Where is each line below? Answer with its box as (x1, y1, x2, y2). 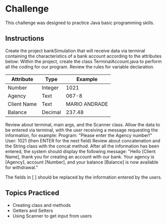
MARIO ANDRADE (65, 100, 108, 107)
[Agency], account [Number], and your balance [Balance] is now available (5, 159, 158, 165)
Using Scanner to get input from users (12, 212, 92, 219)
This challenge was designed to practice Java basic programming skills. (5, 20, 154, 26)
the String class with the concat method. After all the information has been (5, 143, 159, 149)
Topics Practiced (5, 189, 59, 197)
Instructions (5, 34, 44, 43)
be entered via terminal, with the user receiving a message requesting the (5, 127, 158, 133)
